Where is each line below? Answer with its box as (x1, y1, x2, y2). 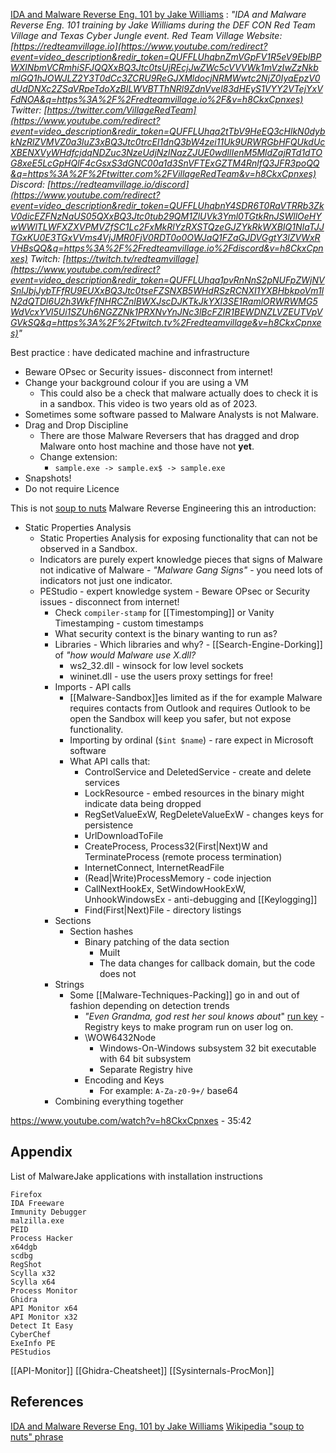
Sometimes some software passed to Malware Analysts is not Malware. (24, 409, 319, 420)
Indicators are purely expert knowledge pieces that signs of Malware (39, 554, 323, 565)
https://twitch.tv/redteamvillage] (65, 253, 199, 264)
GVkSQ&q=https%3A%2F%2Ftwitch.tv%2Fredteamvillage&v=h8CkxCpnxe (10, 317, 322, 328)
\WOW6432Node (84, 1032, 157, 1043)
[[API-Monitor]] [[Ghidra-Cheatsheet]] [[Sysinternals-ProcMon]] (10, 1364, 275, 1376)
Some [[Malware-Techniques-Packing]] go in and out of (69, 989, 300, 1001)
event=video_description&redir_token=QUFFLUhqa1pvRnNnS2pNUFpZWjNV (10, 274, 325, 286)
